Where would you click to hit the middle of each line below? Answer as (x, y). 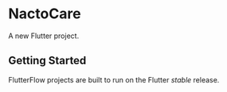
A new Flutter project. (44, 36)
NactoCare (45, 14)
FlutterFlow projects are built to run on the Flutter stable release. (114, 79)
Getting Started (47, 61)
